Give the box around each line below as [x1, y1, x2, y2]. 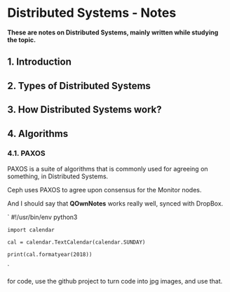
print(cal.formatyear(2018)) [7, 251, 93, 258]
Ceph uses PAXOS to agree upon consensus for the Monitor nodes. [7, 185, 202, 194]
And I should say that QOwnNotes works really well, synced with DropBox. [7, 199, 224, 208]
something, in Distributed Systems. [7, 172, 109, 180]
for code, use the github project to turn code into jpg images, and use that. [7, 277, 223, 285]
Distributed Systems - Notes [7, 5, 177, 21]
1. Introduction [7, 56, 72, 68]
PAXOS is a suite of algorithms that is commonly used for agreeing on [7, 164, 208, 173]
